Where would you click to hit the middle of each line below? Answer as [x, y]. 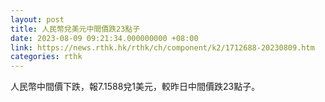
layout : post [37, 19]
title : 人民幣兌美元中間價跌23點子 [75, 29]
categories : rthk [46, 57]
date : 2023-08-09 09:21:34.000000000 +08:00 [104, 38]
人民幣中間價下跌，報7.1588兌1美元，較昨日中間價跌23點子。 [135, 87]
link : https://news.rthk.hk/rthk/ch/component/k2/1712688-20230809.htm [162, 47]
